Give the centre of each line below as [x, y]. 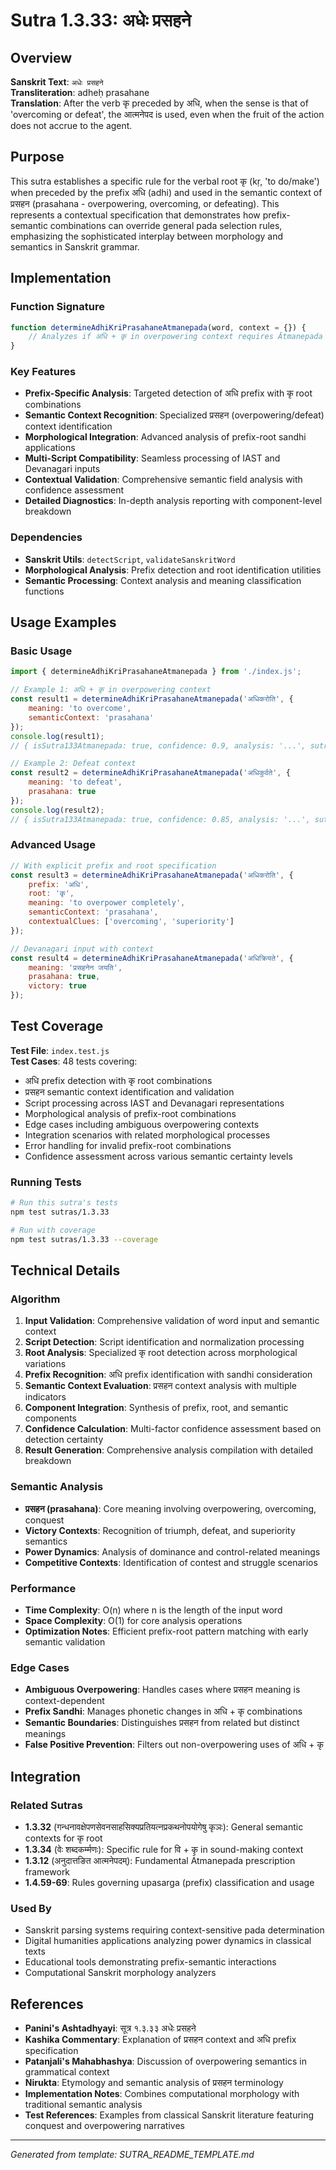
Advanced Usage [53, 845]
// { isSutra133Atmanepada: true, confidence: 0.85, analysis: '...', [160, 819]
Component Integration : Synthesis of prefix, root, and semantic [156, 1408]
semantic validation [65, 1641]
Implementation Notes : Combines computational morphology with [162, 2094]
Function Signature [57, 307]
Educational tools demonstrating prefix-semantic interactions [150, 1962]
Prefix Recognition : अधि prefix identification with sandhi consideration [168, 1375]
